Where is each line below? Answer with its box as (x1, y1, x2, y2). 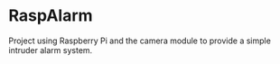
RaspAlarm (8, 5, 93, 26)
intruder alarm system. (8, 44, 93, 55)
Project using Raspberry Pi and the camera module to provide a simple (8, 35, 272, 46)
